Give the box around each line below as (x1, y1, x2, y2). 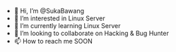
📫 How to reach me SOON (13, 37, 93, 45)
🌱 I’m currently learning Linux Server (13, 22, 121, 30)
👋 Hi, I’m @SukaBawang (13, 7, 85, 15)
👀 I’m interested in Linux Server (13, 14, 105, 22)
